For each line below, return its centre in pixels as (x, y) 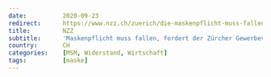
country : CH (39, 46)
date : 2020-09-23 (54, 16)
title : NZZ (41, 30)
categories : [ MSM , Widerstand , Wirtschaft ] (88, 53)
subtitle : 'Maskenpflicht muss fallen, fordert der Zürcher (120, 38)
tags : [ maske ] (48, 61)
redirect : (25, 23)
